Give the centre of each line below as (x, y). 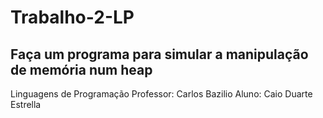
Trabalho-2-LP (72, 17)
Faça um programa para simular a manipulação (159, 54)
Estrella (26, 104)
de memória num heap (81, 69)
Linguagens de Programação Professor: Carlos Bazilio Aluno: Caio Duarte (161, 94)
